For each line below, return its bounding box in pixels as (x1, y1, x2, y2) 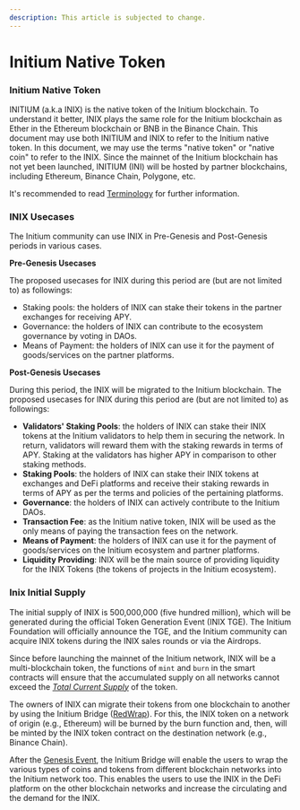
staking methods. (21, 459, 87, 470)
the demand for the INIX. (9, 792, 100, 803)
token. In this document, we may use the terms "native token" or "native (9, 143, 275, 153)
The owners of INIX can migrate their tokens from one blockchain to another (9, 699, 291, 710)
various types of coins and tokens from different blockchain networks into (9, 763, 282, 774)
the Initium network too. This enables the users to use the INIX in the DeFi (9, 773, 281, 784)
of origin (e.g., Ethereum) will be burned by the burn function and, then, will (9, 718, 287, 728)
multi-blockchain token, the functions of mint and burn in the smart (9, 662, 255, 673)
